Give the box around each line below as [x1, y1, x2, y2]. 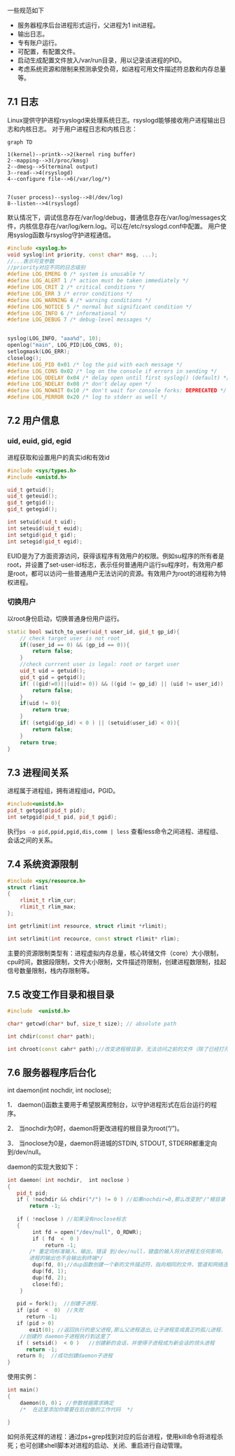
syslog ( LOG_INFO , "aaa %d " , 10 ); [7, 335, 101, 342]
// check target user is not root [20, 635, 120, 642]
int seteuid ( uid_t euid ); [7, 525, 83, 532]
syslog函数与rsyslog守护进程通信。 [13, 231, 115, 239]
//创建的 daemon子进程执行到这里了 [20, 1333, 111, 1340]
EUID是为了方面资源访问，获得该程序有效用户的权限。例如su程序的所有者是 [7, 551, 225, 560]
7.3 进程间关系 [7, 767, 69, 778]
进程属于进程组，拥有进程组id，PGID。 [7, 787, 120, 795]
